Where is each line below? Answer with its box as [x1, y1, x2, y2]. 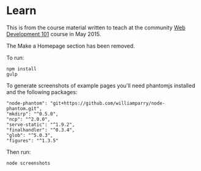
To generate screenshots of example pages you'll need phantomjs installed [6, 82, 196, 89]
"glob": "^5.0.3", [6, 132, 53, 138]
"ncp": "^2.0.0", [6, 116, 51, 122]
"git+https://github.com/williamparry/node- [49, 100, 166, 106]
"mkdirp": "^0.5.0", [6, 111, 59, 117]
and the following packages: [6, 88, 78, 95]
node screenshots [6, 160, 51, 166]
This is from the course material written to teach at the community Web [6, 24, 186, 31]
